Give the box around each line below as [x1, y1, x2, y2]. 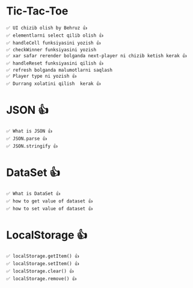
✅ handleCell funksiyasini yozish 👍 [6, 40, 101, 46]
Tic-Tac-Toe [6, 4, 69, 18]
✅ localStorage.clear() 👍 [6, 268, 74, 274]
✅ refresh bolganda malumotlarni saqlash [6, 67, 113, 73]
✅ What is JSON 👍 [6, 128, 53, 134]
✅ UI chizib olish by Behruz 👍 [6, 25, 88, 31]
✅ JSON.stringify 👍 [6, 143, 58, 149]
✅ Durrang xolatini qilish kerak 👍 [6, 80, 101, 87]
